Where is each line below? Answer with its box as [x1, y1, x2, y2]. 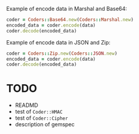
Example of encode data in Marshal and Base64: [6, 5, 128, 12]
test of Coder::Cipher [15, 114, 68, 122]
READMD [15, 102, 38, 109]
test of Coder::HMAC [15, 108, 63, 115]
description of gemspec [15, 121, 75, 128]
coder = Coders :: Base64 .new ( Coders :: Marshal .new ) [6, 17, 134, 23]
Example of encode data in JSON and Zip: [6, 38, 111, 46]
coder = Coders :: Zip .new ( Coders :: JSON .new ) [6, 50, 118, 56]
